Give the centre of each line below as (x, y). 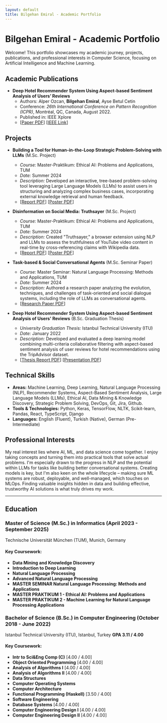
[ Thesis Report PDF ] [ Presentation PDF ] (61, 360)
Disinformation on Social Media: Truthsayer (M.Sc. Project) (74, 212)
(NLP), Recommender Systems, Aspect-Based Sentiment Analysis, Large (87, 392)
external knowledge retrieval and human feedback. (72, 197)
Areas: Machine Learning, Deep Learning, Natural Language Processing (86, 387)
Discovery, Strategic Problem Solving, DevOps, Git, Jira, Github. (78, 403)
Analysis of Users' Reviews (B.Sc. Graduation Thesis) (68, 319)
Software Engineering (35, 699)
